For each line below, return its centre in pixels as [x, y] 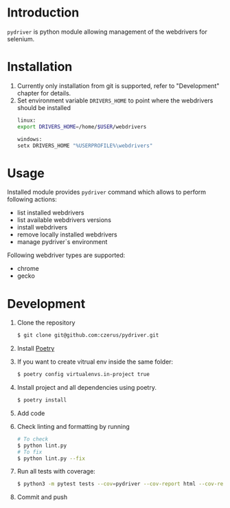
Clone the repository [46, 323]
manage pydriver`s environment [62, 242]
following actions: [32, 199]
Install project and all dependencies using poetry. [87, 387]
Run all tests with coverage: [56, 472]
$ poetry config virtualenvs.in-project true [83, 375]
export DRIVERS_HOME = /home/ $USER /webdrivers [82, 126]
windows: [30, 139]
